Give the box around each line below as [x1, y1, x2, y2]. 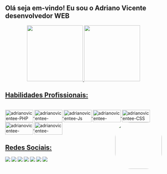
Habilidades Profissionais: [5, 91, 88, 99]
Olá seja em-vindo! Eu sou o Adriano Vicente [5, 4, 147, 12]
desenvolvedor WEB [5, 12, 70, 20]
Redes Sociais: [5, 144, 52, 152]
